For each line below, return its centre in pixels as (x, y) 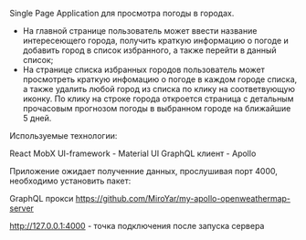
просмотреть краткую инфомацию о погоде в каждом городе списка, (160, 79)
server (22, 208)
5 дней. (37, 118)
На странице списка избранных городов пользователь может (143, 69)
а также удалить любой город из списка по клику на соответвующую (158, 89)
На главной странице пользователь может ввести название (140, 31)
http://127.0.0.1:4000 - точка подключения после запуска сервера (137, 226)
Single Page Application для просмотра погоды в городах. (122, 13)
